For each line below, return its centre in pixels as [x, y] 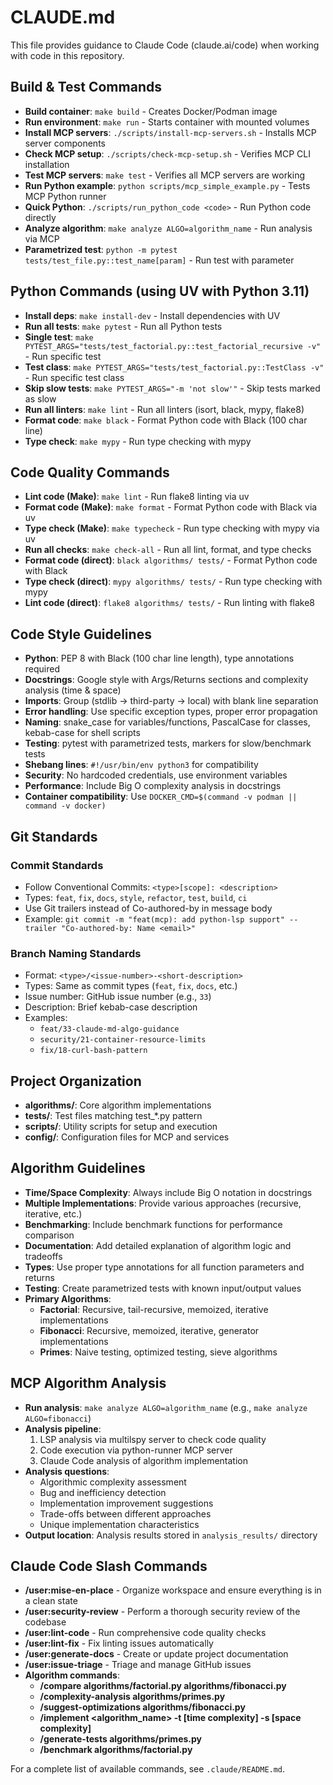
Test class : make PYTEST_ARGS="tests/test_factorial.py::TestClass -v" [174, 367]
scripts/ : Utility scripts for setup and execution [121, 1126]
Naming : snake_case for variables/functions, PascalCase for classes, [167, 722]
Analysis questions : [67, 1471]
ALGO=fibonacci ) [58, 1418]
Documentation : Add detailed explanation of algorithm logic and [158, 1245]
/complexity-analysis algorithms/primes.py [132, 1697]
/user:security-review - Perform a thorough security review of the [162, 1612]
